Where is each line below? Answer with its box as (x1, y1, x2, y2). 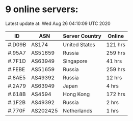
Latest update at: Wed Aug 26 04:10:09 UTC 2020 (5, 20, 111, 26)
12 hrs (106, 74, 122, 81)
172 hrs (106, 90, 126, 98)
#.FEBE (8, 66, 25, 73)
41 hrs (106, 57, 122, 65)
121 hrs (106, 41, 126, 48)
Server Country (63, 32, 102, 39)
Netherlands (63, 107, 93, 114)
